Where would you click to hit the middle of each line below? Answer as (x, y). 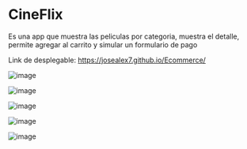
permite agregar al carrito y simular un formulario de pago (103, 44)
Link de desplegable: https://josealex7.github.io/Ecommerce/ (107, 60)
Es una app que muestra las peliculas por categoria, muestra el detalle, (124, 36)
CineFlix (36, 15)
